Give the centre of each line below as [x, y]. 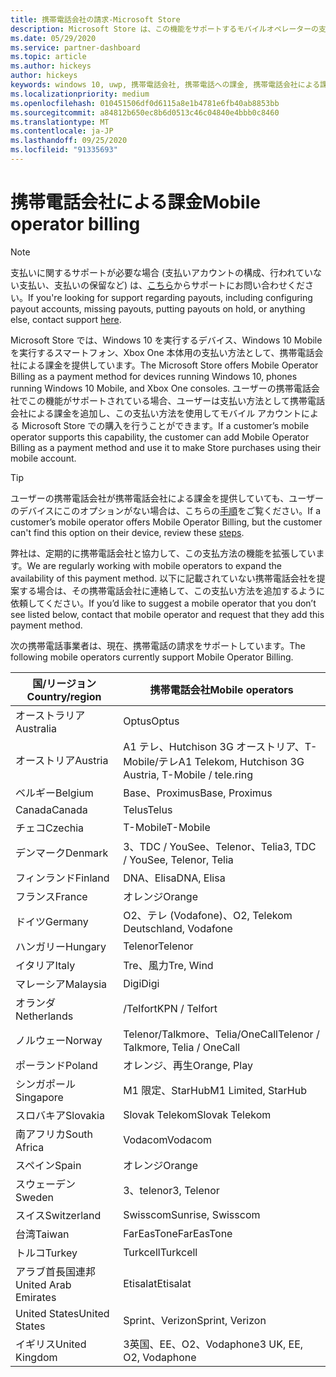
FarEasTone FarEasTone [178, 1233]
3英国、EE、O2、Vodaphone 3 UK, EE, [213, 1344]
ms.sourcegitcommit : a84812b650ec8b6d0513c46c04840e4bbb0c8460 [145, 112]
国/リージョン [64, 683]
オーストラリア [50, 715]
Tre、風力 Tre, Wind [168, 965]
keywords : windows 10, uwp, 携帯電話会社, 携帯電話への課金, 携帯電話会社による [165, 85]
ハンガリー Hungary [61, 946]
